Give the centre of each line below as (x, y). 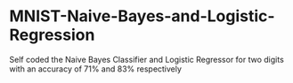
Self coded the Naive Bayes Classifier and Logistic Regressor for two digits (147, 59)
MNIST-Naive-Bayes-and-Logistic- (142, 16)
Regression (52, 35)
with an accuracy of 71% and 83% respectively (96, 69)
